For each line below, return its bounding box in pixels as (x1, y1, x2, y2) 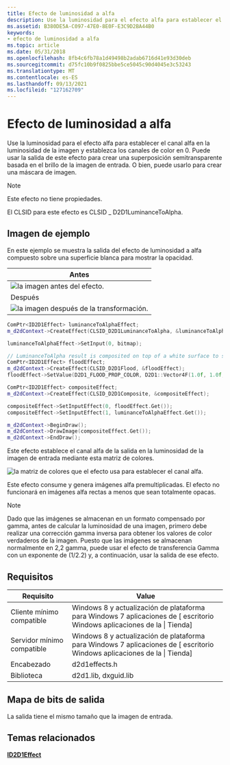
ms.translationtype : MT (7, 67, 75, 74)
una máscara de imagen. (7, 168, 77, 176)
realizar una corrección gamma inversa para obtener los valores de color (7, 529, 212, 538)
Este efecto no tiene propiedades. (7, 195, 103, 203)
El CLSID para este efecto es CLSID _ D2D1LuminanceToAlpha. (7, 208, 183, 216)
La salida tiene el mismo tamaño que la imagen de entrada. (7, 712, 173, 720)
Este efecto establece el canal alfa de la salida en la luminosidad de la (7, 447, 204, 455)
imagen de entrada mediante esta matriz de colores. (7, 454, 155, 462)
